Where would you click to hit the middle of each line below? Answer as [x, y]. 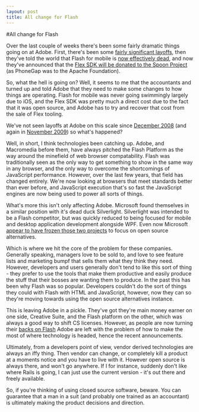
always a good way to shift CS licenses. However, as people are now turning [99, 323]
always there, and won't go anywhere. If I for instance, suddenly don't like [97, 366]
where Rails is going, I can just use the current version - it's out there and [96, 372]
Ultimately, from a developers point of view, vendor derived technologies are [100, 347]
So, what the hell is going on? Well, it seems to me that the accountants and [99, 82]
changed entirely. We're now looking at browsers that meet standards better [99, 181]
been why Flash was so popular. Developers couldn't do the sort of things [97, 286]
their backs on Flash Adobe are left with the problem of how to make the [94, 329]
